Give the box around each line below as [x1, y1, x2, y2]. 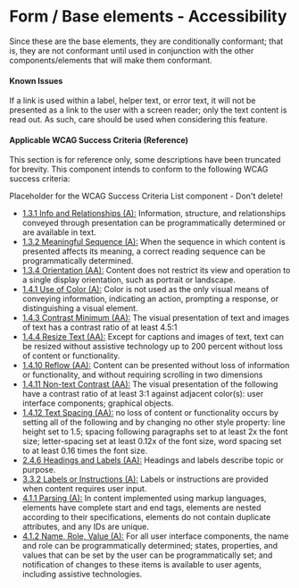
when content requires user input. [21, 483, 147, 494]
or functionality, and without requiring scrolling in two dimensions [21, 369, 263, 381]
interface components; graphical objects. [21, 398, 174, 408]
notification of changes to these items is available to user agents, [21, 559, 262, 570]
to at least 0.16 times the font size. [21, 445, 148, 457]
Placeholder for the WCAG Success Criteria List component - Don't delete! [9, 190, 284, 202]
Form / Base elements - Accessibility [9, 6, 287, 27]
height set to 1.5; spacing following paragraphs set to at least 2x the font [21, 426, 288, 437]
